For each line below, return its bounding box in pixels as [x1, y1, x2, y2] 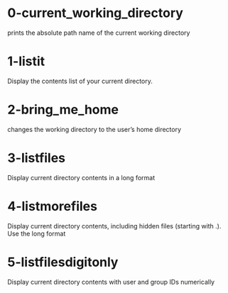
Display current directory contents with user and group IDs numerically [7, 277, 215, 286]
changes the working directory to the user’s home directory [7, 125, 182, 133]
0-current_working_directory [7, 5, 183, 21]
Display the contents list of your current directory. [7, 77, 153, 85]
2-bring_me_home [7, 101, 119, 118]
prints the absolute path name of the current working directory [7, 28, 190, 37]
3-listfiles [7, 150, 66, 166]
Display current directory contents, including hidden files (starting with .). [7, 221, 222, 230]
